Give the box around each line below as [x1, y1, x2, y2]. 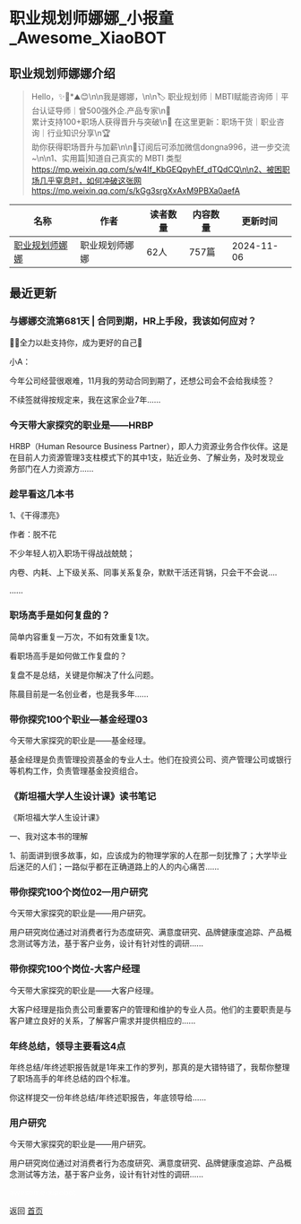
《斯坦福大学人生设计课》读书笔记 [9, 790, 157, 803]
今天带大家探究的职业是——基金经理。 [9, 734, 150, 745]
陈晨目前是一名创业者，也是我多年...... [9, 688, 150, 699]
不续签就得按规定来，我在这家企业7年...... [9, 394, 161, 404]
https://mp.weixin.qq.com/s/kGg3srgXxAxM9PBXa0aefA [30, 186, 240, 195]
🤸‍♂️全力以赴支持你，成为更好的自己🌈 [9, 337, 143, 348]
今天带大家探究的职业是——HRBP [9, 419, 154, 431]
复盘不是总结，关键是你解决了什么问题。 [9, 669, 159, 680]
